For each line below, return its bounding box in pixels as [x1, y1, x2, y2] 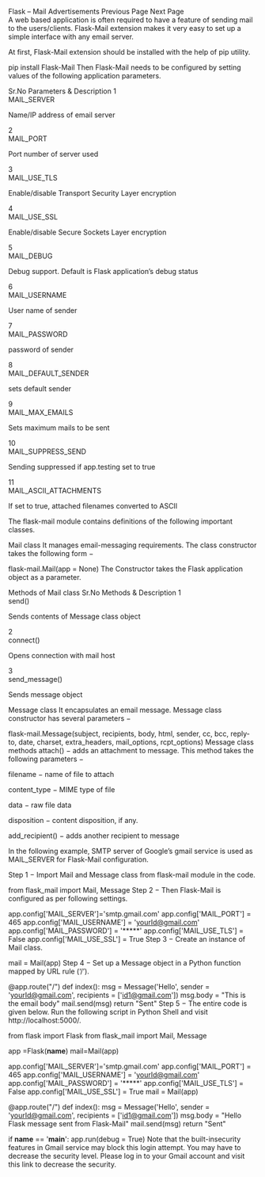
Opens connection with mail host [8, 651, 115, 660]
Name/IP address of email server [8, 110, 116, 120]
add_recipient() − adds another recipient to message [8, 831, 180, 840]
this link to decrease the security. [8, 1160, 117, 1169]
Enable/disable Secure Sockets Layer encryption [8, 227, 167, 237]
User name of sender [8, 306, 78, 315]
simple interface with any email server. [8, 32, 134, 41]
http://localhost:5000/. [8, 1015, 81, 1025]
